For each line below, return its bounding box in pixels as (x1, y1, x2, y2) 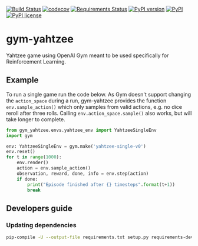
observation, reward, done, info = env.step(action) (16, 171, 149, 177)
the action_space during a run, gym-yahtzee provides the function (6, 97, 167, 104)
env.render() (16, 159, 49, 166)
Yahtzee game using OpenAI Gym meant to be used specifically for (6, 52, 169, 59)
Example (6, 75, 39, 85)
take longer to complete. (6, 115, 66, 123)
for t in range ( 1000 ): (6, 154, 62, 160)
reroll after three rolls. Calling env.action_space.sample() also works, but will (6, 109, 192, 117)
